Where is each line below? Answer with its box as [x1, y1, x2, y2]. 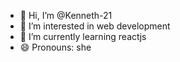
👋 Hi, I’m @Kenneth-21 [19, 10, 113, 21]
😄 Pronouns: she [19, 41, 92, 53]
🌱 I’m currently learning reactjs [19, 31, 147, 42]
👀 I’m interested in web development [19, 20, 171, 32]
